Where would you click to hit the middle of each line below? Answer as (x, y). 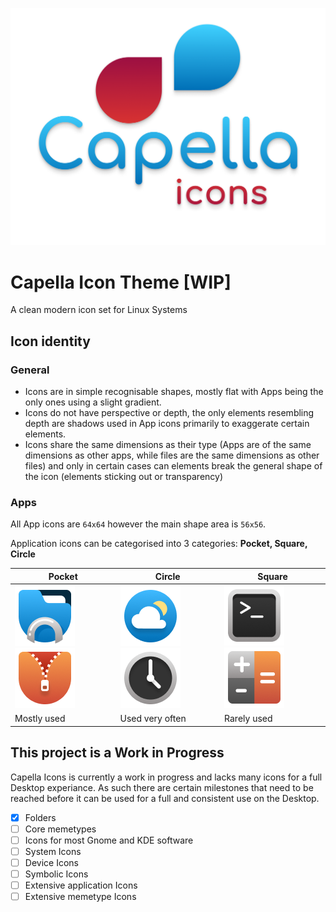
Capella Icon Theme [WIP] (121, 282)
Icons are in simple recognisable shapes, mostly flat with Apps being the (174, 392)
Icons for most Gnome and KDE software (109, 840)
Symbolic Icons (56, 874)
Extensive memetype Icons (80, 897)
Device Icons (51, 862)
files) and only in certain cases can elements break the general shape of (173, 466)
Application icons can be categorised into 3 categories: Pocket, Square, (159, 544)
